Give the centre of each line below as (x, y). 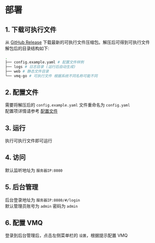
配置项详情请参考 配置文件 (31, 111)
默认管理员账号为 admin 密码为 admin (42, 206)
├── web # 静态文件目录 (27, 71)
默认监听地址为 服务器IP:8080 (34, 170)
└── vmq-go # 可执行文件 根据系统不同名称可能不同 (51, 76)
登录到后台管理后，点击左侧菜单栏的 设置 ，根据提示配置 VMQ (66, 236)
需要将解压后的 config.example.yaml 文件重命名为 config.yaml (68, 105)
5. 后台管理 (22, 187)
